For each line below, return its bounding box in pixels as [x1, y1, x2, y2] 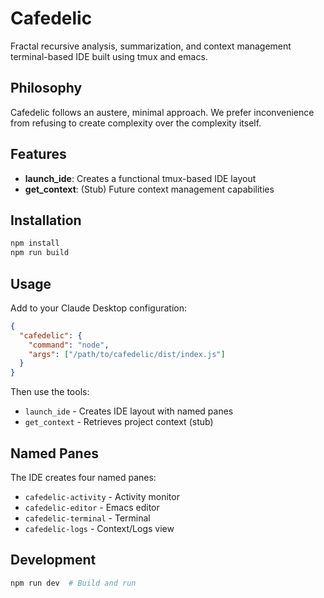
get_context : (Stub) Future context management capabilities [24, 183, 275, 195]
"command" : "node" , [28, 340, 110, 350]
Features [10, 146, 67, 163]
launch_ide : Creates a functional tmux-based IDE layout [24, 172, 257, 184]
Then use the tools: [10, 386, 90, 398]
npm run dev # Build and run [10, 578, 137, 588]
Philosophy [10, 80, 83, 97]
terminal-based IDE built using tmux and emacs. [10, 50, 208, 62]
